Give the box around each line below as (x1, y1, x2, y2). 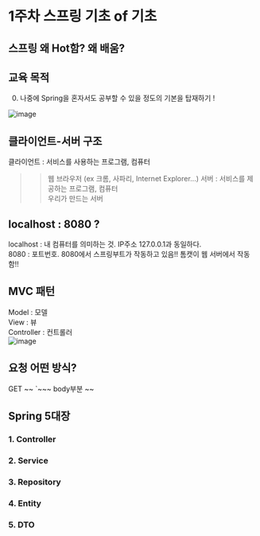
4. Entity (8, 498, 42, 509)
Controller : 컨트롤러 (8, 327, 73, 336)
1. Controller (8, 433, 56, 445)
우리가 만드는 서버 (47, 194, 103, 204)
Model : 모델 (8, 307, 48, 317)
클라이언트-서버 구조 (8, 134, 103, 148)
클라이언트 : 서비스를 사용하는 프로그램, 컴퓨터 (8, 157, 151, 167)
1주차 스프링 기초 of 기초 (8, 7, 157, 25)
